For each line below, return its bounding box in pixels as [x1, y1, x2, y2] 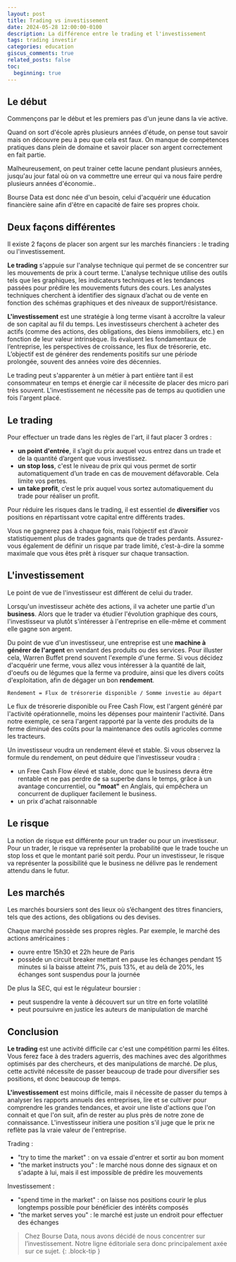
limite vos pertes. [17, 477, 68, 485]
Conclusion [7, 1026, 59, 1038]
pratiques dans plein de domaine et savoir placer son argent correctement [7, 143, 223, 152]
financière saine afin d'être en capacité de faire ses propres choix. [7, 201, 200, 209]
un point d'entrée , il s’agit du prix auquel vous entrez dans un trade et [17, 446, 221, 455]
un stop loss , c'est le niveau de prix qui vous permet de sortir [17, 461, 197, 470]
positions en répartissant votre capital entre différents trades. [7, 513, 185, 521]
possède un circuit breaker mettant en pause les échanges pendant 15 [17, 955, 222, 964]
